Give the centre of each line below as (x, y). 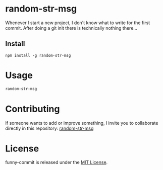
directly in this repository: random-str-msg (49, 128)
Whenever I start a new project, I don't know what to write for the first (78, 23)
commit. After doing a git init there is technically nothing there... (71, 28)
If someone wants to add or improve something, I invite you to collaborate (82, 123)
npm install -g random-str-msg (38, 55)
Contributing (33, 109)
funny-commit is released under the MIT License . (57, 162)
